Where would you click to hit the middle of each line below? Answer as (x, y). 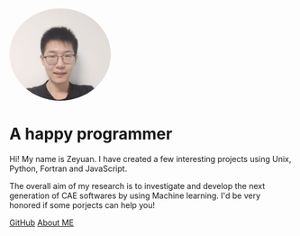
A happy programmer (91, 134)
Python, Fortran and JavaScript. (68, 168)
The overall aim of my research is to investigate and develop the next (137, 186)
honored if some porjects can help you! (82, 204)
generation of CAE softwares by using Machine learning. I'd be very (135, 195)
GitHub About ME (42, 222)
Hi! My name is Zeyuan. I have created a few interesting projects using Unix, (150, 159)
